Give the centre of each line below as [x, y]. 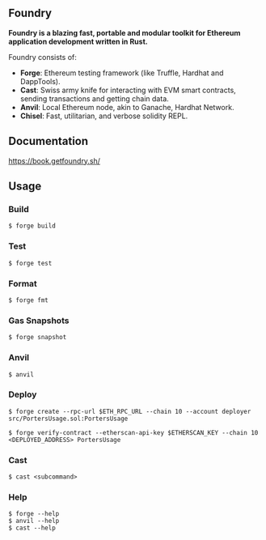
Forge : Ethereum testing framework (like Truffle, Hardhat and [122, 73]
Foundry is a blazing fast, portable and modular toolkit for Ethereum [125, 32]
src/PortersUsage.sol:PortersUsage [68, 419]
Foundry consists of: [42, 57]
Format [23, 283]
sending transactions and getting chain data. [95, 98]
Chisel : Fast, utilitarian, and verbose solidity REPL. [104, 116]
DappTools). [40, 81]
